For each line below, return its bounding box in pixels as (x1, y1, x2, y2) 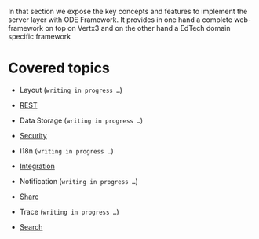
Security (19, 131, 47, 140)
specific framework (8, 31, 71, 41)
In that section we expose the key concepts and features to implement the (8, 7, 248, 16)
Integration (19, 161, 55, 171)
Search (19, 222, 43, 231)
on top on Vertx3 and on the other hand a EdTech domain (45, 24, 231, 32)
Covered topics (8, 59, 110, 77)
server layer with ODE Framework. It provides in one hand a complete (8, 15, 233, 24)
